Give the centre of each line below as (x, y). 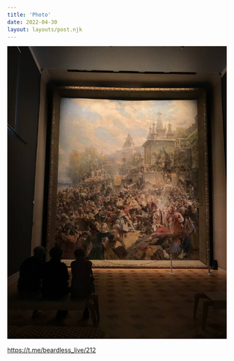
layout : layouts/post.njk (45, 29)
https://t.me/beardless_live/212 (52, 350)
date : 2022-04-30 (32, 22)
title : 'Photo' (29, 15)
